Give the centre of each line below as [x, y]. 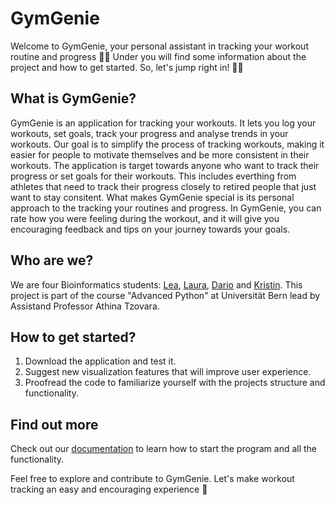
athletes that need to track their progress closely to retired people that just [163, 186]
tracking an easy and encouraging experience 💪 [109, 489]
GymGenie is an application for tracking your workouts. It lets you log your [163, 123]
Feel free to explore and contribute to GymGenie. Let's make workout [152, 479]
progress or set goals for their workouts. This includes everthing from [153, 176]
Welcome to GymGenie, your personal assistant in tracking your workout [159, 46]
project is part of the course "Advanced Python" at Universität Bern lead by [165, 295]
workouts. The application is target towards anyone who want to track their [165, 165]
